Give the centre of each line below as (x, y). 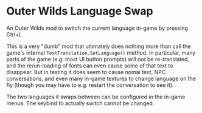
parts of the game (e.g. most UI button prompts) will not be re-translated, (98, 59)
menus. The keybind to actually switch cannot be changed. (80, 103)
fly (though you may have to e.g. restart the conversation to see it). (90, 85)
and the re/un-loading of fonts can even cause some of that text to (90, 66)
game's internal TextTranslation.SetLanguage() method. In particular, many (101, 52)
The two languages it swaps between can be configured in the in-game (96, 97)
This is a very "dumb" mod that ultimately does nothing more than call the (99, 46)
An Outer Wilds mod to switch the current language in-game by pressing (97, 28)
